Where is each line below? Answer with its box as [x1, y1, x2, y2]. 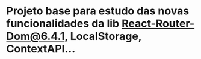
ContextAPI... [6, 42, 76, 56]
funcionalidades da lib [6, 17, 120, 30]
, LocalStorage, [64, 30, 142, 43]
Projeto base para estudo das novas [6, 4, 190, 18]
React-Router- [121, 17, 195, 30]
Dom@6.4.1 [6, 30, 65, 43]
